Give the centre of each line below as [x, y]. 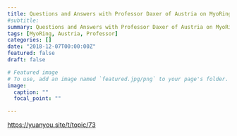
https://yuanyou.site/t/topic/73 [52, 125]
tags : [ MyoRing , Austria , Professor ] [63, 33]
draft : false [26, 60]
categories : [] [30, 40]
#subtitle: [23, 20]
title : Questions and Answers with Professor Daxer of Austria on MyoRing [120, 14]
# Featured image [33, 72]
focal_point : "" [37, 99]
